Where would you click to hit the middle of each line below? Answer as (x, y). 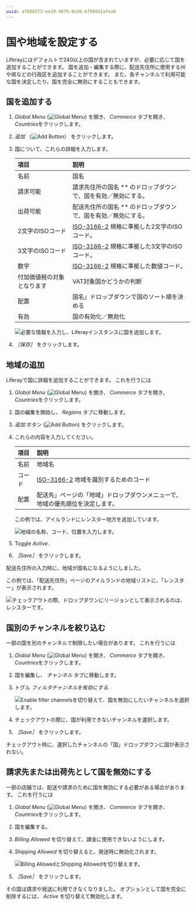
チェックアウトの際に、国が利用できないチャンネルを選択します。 (93, 720)
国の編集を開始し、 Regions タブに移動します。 (71, 412)
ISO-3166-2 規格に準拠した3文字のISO (127, 246)
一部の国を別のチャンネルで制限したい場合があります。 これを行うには (91, 643)
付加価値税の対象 (41, 277)
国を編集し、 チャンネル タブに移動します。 (67, 675)
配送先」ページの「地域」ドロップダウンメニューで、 (109, 495)
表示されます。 (39, 588)
